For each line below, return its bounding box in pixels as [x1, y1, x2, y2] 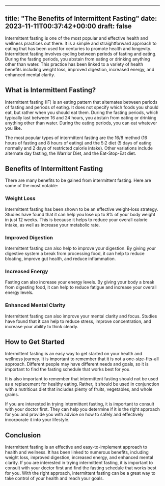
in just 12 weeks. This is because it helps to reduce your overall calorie [5, 217, 148, 223]
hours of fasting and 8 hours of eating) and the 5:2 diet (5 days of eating [5, 140, 152, 145]
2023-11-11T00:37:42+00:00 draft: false [5, 22, 132, 30]
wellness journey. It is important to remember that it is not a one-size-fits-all [5, 356, 159, 362]
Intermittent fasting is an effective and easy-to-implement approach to [5, 444, 147, 450]
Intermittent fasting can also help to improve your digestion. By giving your [5, 245, 156, 251]
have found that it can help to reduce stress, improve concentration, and [5, 318, 151, 324]
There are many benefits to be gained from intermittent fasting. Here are [5, 177, 151, 183]
